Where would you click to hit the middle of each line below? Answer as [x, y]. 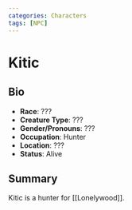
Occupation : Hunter [52, 137]
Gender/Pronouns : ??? [57, 128]
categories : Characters [48, 16]
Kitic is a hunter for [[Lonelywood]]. [66, 198]
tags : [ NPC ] [28, 23]
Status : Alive [41, 153]
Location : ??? [42, 145]
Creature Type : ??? [51, 120]
